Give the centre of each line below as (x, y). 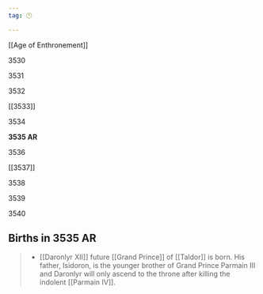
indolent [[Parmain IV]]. (78, 282)
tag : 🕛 (20, 15)
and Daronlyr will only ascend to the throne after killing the (135, 274)
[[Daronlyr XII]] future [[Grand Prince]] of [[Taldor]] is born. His (142, 257)
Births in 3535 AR (52, 238)
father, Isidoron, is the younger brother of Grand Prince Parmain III (147, 266)
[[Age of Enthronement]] (48, 45)
